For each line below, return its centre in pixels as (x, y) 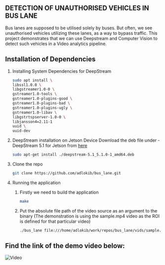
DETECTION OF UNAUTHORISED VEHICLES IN (77, 8)
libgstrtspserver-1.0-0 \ (39, 117)
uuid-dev (21, 131)
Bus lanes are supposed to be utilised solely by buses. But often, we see (79, 28)
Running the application (36, 182)
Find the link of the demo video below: (65, 246)
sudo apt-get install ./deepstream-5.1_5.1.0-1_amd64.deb (73, 155)
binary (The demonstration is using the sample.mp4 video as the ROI (89, 216)
